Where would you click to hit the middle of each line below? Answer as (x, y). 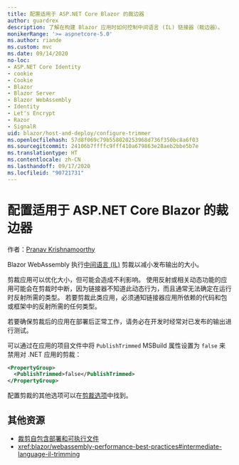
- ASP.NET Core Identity (44, 67)
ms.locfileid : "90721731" (46, 173)
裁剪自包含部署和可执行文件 (58, 438)
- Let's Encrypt (31, 113)
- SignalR (22, 126)
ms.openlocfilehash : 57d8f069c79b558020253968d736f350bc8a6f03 (103, 140)
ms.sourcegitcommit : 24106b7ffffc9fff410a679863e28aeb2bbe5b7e (103, 147)
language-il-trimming (49, 454)
